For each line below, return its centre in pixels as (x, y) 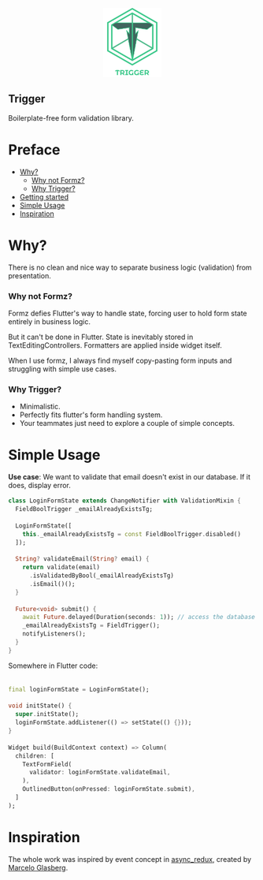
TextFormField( (47, 764)
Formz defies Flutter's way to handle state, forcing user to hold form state (128, 313)
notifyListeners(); (54, 634)
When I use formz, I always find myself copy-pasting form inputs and (120, 360)
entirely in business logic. (50, 321)
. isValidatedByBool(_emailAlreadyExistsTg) (102, 576)
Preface (34, 150)
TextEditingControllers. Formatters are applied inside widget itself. (115, 345)
